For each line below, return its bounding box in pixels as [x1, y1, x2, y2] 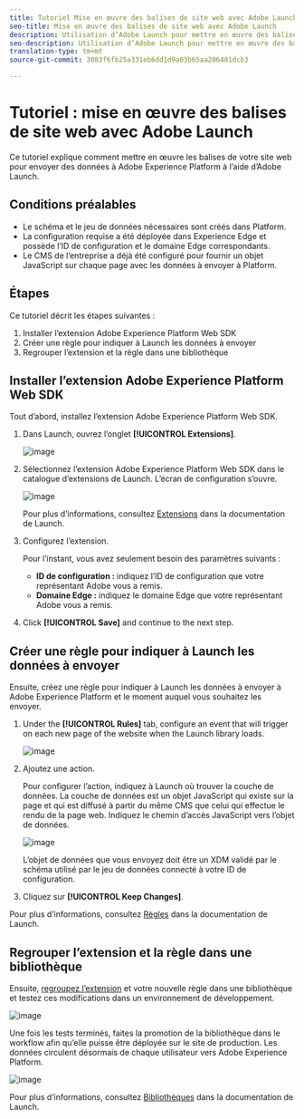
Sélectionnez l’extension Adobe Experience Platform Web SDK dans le [22, 464, 285, 475]
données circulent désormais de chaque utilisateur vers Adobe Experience [9, 1047, 288, 1057]
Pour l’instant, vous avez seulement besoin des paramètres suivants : [22, 554, 281, 564]
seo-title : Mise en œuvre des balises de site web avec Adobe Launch [9, 22, 278, 31]
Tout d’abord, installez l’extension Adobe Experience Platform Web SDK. [9, 411, 279, 422]
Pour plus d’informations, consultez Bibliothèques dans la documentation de [9, 1092, 294, 1102]
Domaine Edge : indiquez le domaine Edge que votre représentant [35, 590, 283, 601]
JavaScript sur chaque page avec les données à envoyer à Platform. [22, 259, 278, 270]
